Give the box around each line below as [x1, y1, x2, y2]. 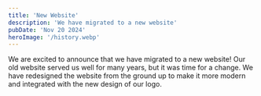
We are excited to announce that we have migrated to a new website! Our [8, 55, 246, 64]
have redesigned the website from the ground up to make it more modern [8, 71, 246, 80]
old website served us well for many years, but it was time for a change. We [8, 63, 254, 73]
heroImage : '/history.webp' [8, 33, 101, 41]
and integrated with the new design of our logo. [8, 80, 163, 89]
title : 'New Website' [8, 11, 79, 20]
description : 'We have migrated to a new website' [8, 19, 178, 27]
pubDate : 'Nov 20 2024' [8, 26, 86, 34]
